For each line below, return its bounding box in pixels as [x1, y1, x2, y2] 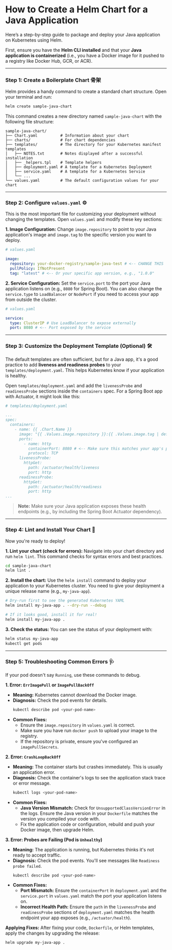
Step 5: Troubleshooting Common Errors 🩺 [5, 658, 115, 665]
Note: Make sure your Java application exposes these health [17, 503, 146, 509]
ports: [18, 436, 33, 441]
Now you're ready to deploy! [5, 538, 66, 544]
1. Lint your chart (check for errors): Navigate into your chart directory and [5, 548, 164, 554]
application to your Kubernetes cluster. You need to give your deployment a [5, 583, 165, 589]
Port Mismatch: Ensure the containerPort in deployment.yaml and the [20, 887, 167, 893]
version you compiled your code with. [20, 815, 100, 822]
